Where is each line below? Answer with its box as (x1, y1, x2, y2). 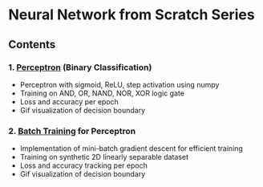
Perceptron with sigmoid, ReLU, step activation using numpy (19, 79, 220, 89)
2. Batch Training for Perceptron (8, 125, 136, 136)
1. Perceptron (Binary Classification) (8, 62, 152, 73)
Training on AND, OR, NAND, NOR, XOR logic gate (19, 88, 184, 98)
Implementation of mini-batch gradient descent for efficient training (19, 144, 243, 153)
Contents (8, 38, 56, 51)
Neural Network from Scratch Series (8, 6, 255, 24)
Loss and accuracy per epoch (19, 96, 119, 106)
